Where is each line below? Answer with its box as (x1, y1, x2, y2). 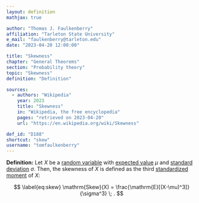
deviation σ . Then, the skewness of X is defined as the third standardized (6, 166, 189, 173)
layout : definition (6, 8, 56, 15)
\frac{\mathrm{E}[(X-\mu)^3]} (115, 184, 190, 191)
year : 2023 (17, 98, 45, 104)
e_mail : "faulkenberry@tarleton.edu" (6, 37, 102, 43)
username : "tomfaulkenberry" (6, 143, 80, 149)
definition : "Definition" (6, 76, 71, 82)
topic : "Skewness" (6, 70, 53, 76)
